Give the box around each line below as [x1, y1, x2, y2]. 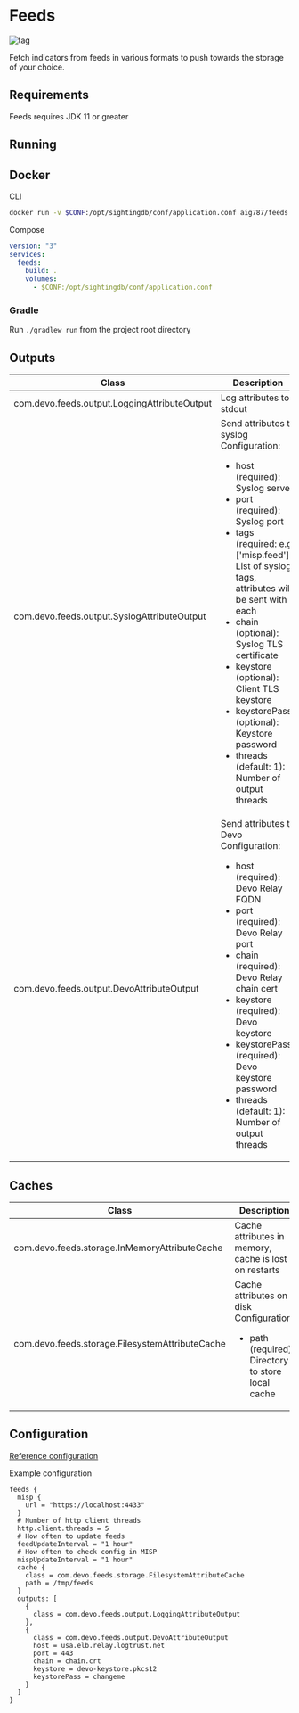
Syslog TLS [235, 638, 284, 651]
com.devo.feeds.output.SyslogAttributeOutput [13, 610, 206, 622]
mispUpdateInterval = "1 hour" [17, 1555, 133, 1564]
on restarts [234, 1264, 280, 1276]
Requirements [9, 87, 89, 103]
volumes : [25, 275, 58, 284]
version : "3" [9, 242, 58, 251]
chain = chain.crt [32, 1656, 101, 1666]
